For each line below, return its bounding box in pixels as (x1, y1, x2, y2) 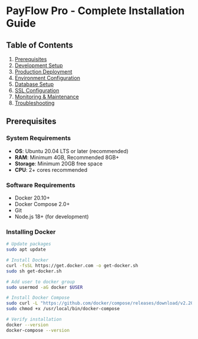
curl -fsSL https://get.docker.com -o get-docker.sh (6, 262, 138, 268)
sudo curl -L (6, 300, 38, 307)
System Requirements (6, 134, 71, 142)
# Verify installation (6, 317, 62, 323)
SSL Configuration (14, 87, 60, 94)
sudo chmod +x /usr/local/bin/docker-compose (6, 306, 120, 312)
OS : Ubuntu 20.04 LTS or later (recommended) (14, 147, 128, 154)
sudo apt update (6, 247, 46, 252)
